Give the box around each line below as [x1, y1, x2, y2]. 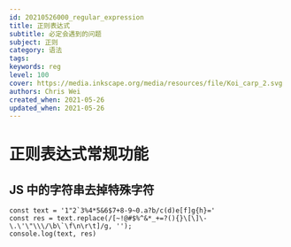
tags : [9, 54, 29, 63]
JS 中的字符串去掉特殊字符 [9, 182, 155, 197]
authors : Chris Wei [9, 87, 81, 96]
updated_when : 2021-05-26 [9, 104, 104, 112]
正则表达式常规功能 [9, 144, 149, 165]
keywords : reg [9, 63, 62, 72]
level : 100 [9, 71, 50, 80]
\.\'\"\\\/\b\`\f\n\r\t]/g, [9, 222, 113, 231]
